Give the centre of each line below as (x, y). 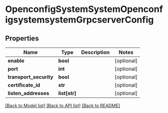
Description (95, 52)
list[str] (67, 93)
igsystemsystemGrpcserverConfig (79, 20)
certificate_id (24, 85)
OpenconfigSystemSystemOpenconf (84, 9)
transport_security (31, 77)
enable (16, 61)
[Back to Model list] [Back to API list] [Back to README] (63, 105)
